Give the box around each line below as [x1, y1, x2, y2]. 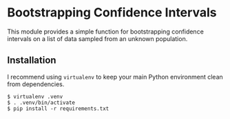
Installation [7, 55, 56, 66]
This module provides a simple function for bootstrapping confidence [7, 27, 205, 36]
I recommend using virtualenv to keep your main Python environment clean [7, 72, 224, 81]
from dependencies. [7, 80, 65, 88]
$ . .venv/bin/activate [7, 99, 76, 106]
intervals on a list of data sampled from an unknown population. [7, 34, 188, 42]
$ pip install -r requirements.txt [7, 105, 109, 112]
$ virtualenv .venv [7, 93, 63, 100]
